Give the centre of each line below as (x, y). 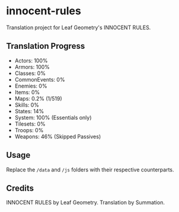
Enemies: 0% (31, 86)
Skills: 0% (27, 105)
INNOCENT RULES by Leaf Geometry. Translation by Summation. (85, 202)
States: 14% (29, 111)
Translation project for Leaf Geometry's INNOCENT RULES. (79, 27)
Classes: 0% (30, 73)
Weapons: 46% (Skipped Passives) (58, 136)
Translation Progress (46, 46)
